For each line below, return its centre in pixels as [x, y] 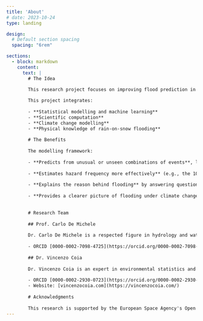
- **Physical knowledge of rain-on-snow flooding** [95, 129]
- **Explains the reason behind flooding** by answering [101, 185]
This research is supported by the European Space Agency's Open [112, 308]
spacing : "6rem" [32, 45]
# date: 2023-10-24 [31, 17]
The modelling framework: [61, 151]
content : [28, 67]
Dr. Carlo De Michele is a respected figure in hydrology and [108, 235]
